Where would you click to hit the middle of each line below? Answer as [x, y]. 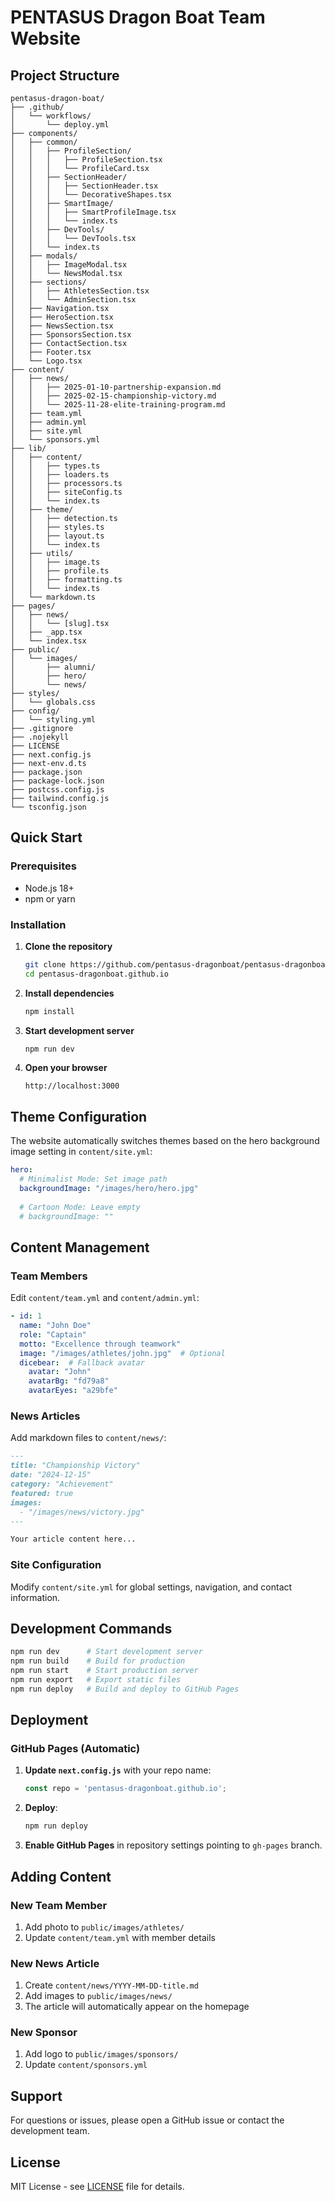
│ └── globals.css [53, 702]
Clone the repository [68, 946]
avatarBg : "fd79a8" [69, 1381]
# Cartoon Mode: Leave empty [80, 1207]
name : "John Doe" [55, 1326]
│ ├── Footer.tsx [51, 352]
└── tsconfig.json [48, 807]
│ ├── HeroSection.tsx [62, 317]
